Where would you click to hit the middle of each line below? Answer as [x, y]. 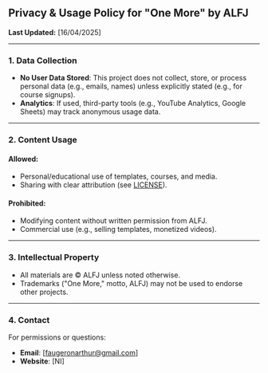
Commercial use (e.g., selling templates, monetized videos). [118, 230]
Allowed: [23, 159]
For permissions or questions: [57, 337]
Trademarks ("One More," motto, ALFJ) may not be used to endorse [131, 283]
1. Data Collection [43, 61]
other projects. [44, 292]
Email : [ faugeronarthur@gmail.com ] [79, 353]
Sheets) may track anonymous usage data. [90, 112]
